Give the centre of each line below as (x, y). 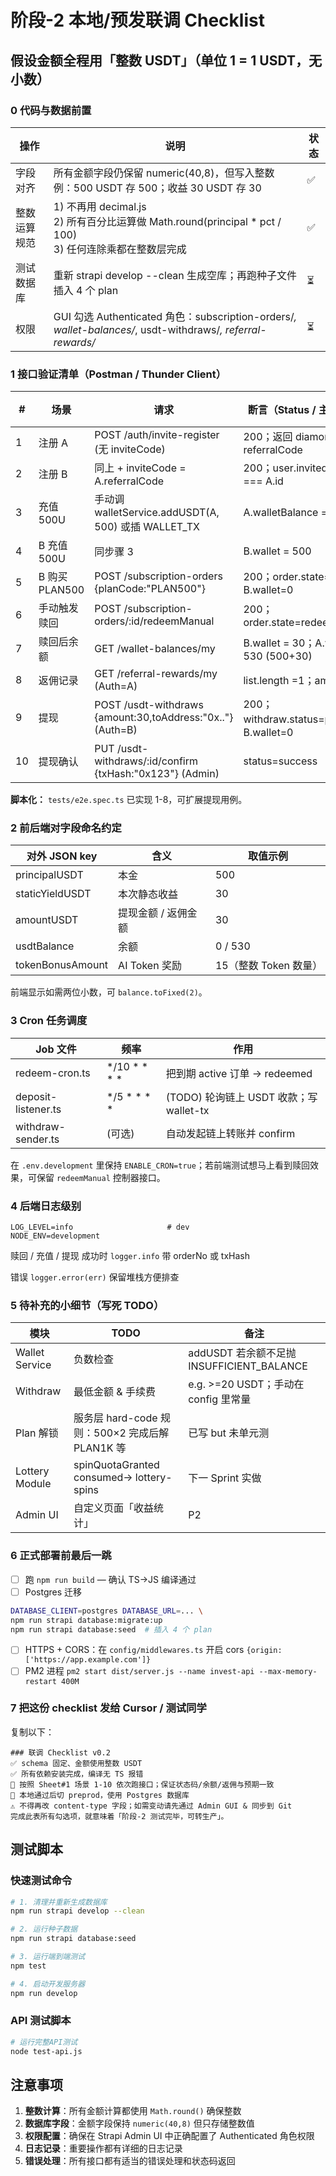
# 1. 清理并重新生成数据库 (59, 1902)
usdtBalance (45, 946)
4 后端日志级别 (46, 1206)
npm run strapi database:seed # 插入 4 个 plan (111, 1629)
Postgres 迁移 (53, 1592)
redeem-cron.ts (53, 1073)
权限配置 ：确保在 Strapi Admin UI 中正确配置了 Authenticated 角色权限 (169, 2136)
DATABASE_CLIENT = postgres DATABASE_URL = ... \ (106, 1611)
